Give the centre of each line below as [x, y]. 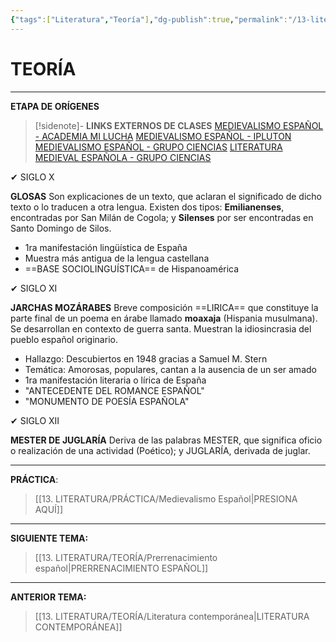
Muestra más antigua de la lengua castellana [117, 258]
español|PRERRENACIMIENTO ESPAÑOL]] [121, 568]
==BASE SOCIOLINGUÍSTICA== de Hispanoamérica [132, 268]
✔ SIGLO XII [35, 420]
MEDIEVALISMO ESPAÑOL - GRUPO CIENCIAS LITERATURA [158, 147]
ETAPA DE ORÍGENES [55, 106]
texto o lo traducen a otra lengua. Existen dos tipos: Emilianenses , [147, 207]
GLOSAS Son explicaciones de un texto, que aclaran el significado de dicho [166, 196]
